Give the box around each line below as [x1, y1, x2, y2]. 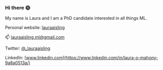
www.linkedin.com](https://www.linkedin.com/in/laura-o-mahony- [26, 55, 158, 61]
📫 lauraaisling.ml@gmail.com [5, 34, 65, 40]
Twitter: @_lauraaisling [5, 45, 51, 51]
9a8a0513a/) [5, 60, 31, 66]
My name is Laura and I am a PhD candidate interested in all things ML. [5, 15, 147, 21]
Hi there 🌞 [5, 4, 31, 11]
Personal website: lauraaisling [5, 25, 65, 30]
